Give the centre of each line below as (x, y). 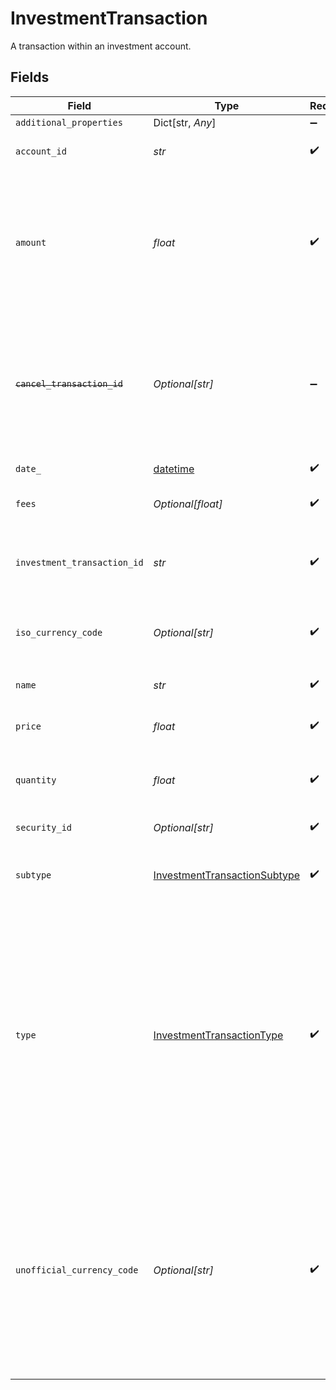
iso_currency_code (59, 632)
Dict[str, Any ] (185, 122)
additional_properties (69, 122)
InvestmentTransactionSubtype (227, 875)
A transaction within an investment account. (101, 46)
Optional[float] (188, 504)
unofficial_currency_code (77, 1270)
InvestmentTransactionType (218, 1035)
